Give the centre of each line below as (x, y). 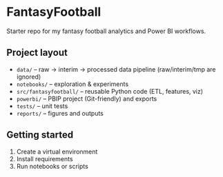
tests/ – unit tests (42, 106)
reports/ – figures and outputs (60, 113)
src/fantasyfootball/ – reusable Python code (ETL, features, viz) (110, 91)
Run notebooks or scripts (52, 166)
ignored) (29, 76)
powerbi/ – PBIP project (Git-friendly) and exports (87, 98)
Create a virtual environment (57, 152)
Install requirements (45, 158)
